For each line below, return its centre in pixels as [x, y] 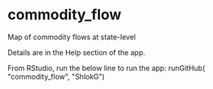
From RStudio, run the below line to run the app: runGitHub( [106, 68]
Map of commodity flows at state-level [72, 37]
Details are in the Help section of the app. [77, 52]
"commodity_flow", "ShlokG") [56, 76]
